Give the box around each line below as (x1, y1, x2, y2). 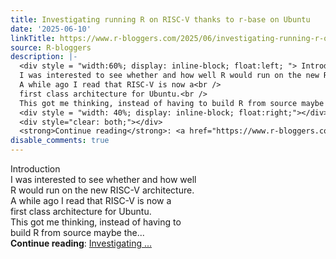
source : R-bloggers (10, 42, 92, 53)
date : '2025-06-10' (10, 24, 92, 34)
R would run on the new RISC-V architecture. (10, 184, 195, 196)
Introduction (10, 163, 61, 175)
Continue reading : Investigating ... (10, 237, 153, 249)
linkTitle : (10, 33, 56, 43)
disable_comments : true (10, 136, 110, 146)
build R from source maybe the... (10, 227, 145, 238)
